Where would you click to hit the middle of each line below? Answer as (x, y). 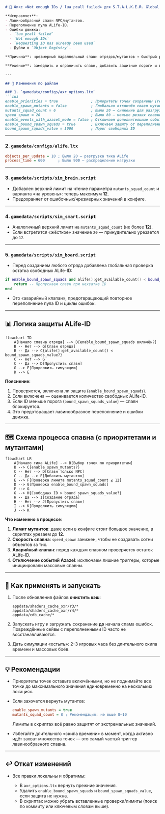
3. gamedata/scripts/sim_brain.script (51, 178)
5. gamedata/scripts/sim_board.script (50, 254)
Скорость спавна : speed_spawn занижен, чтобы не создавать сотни (82, 540)
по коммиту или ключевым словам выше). (64, 806)
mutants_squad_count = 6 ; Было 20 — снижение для (74, 110)
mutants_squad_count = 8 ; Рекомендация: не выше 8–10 (69, 714)
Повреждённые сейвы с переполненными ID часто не (69, 629)
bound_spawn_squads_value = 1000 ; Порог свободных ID (70, 129)
